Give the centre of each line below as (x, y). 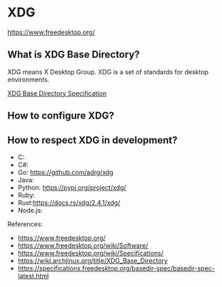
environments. (29, 79)
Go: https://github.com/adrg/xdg (66, 172)
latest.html (33, 276)
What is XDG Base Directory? (74, 55)
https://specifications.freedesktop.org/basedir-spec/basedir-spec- (116, 268)
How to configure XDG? (61, 116)
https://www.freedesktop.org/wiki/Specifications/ (91, 253)
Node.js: (30, 210)
